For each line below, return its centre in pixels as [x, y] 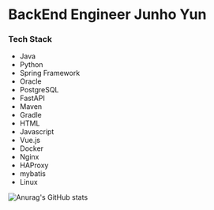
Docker [32, 148]
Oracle [30, 81]
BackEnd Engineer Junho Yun [107, 15]
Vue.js [30, 141]
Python [31, 65]
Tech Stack [30, 39]
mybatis [32, 174]
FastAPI [32, 98]
